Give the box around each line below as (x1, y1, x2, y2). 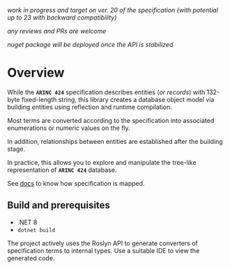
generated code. (7, 254, 55, 262)
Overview (7, 65, 65, 81)
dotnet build (17, 226, 56, 233)
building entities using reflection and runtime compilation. (7, 103, 172, 111)
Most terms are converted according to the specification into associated (7, 116, 215, 124)
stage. (7, 145, 26, 153)
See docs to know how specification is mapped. (7, 179, 145, 187)
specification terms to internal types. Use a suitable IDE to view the (7, 246, 200, 254)
